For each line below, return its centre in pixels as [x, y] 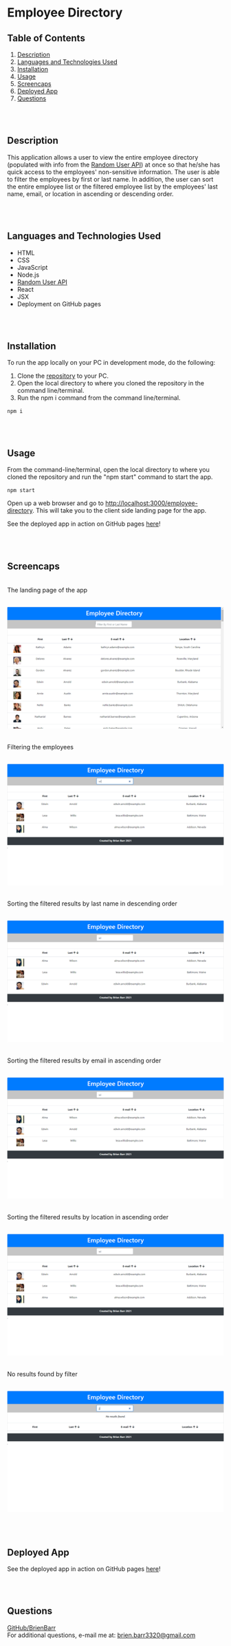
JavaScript [32, 267]
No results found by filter [42, 1374]
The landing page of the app [47, 590]
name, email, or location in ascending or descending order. [90, 193]
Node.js [28, 275]
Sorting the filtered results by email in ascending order [84, 1060]
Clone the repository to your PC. [63, 376]
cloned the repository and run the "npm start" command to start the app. [110, 477]
